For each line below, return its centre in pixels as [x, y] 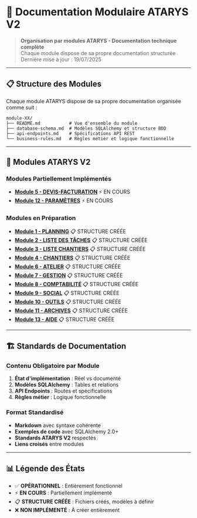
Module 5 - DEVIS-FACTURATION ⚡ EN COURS [72, 192]
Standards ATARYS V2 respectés [55, 438]
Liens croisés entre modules [49, 444]
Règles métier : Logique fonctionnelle [60, 397]
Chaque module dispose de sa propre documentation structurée [98, 53]
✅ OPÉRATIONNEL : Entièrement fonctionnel [69, 486]
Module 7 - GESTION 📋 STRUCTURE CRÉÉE [69, 275]
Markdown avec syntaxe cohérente [58, 425]
